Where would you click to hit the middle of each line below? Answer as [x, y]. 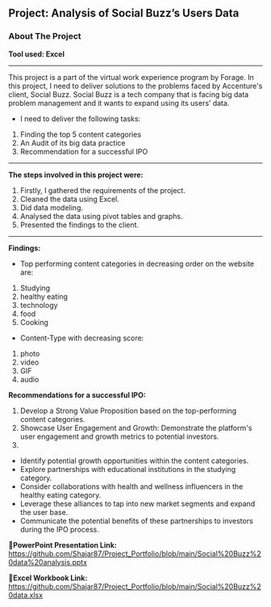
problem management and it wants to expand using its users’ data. [119, 103]
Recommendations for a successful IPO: [77, 394]
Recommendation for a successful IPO [84, 151]
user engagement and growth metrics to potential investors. [119, 436]
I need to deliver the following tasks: [80, 118]
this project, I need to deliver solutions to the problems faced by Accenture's [135, 86]
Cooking [34, 322]
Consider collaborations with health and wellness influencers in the [131, 486]
